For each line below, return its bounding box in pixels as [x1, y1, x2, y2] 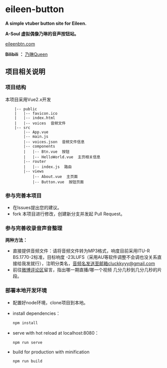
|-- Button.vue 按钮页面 [32, 179, 85, 185]
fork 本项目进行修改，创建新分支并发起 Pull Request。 [12, 211, 125, 217]
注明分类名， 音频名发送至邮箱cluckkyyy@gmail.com [46, 260, 155, 266]
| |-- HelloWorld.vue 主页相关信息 [23, 154, 101, 160]
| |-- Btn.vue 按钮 [23, 149, 70, 154]
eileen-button [5, 4, 64, 15]
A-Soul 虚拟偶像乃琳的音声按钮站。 [5, 30, 79, 36]
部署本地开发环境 [5, 287, 47, 294]
